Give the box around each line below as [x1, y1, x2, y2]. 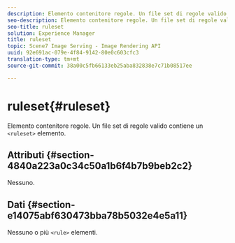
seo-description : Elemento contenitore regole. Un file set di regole [7, 17, 218, 24]
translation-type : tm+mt [7, 56, 80, 63]
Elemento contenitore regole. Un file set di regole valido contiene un [7, 121, 204, 130]
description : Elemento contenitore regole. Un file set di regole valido [7, 10, 227, 17]
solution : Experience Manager [7, 29, 96, 37]
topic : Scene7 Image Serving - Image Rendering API [7, 43, 161, 50]
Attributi [7, 149, 45, 161]
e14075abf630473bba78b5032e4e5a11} [7, 209, 187, 221]
